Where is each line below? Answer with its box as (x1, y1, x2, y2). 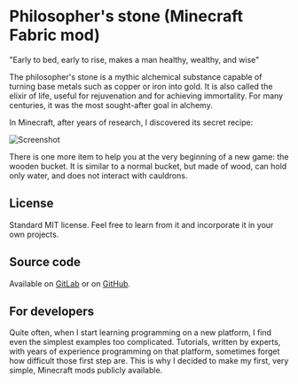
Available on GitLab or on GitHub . (9, 278, 131, 289)
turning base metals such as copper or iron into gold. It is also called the (9, 81, 273, 91)
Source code (9, 255, 82, 270)
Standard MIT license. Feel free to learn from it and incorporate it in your (9, 219, 274, 230)
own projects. (9, 229, 59, 239)
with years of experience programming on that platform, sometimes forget (9, 346, 280, 357)
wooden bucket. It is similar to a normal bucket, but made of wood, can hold (9, 161, 287, 171)
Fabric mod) (9, 25, 100, 45)
